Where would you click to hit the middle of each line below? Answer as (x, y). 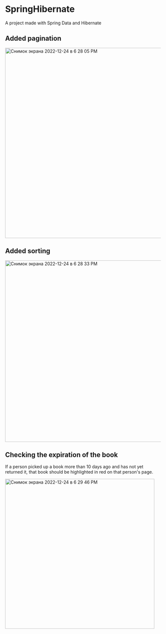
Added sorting (28, 251)
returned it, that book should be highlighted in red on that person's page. (79, 472)
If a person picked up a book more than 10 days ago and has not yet (74, 467)
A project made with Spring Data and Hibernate (53, 23)
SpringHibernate (40, 9)
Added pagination (33, 38)
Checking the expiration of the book (62, 455)
